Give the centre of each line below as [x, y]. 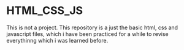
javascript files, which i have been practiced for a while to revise [87, 34]
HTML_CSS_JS [45, 11]
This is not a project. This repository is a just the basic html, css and [92, 27]
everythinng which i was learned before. [57, 40]
